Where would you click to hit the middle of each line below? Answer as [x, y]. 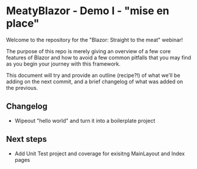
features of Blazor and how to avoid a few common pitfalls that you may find [99, 57]
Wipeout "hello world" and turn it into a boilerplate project [85, 121]
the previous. [22, 87]
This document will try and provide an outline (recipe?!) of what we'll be [93, 75]
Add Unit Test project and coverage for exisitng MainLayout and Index [100, 153]
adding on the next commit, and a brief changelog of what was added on [95, 82]
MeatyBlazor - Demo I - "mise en [88, 11]
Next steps [27, 139]
